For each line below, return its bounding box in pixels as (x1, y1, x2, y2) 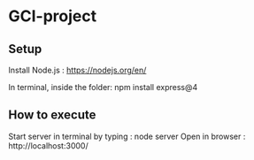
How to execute (8, 108, 96, 123)
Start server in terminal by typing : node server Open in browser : (8, 131, 246, 141)
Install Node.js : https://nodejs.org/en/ (8, 65, 147, 75)
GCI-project (8, 6, 97, 27)
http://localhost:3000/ (8, 140, 89, 151)
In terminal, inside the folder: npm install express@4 (8, 82, 198, 92)
